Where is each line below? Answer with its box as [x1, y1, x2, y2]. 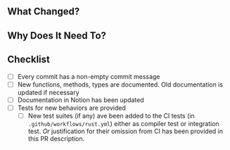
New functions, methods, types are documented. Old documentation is [17, 80, 224, 89]
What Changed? [7, 6, 80, 18]
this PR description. [27, 134, 85, 143]
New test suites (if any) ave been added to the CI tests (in [27, 111, 195, 120]
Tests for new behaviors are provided [17, 104, 127, 112]
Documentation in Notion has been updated [17, 95, 144, 104]
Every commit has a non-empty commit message [17, 72, 160, 80]
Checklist [7, 54, 51, 65]
